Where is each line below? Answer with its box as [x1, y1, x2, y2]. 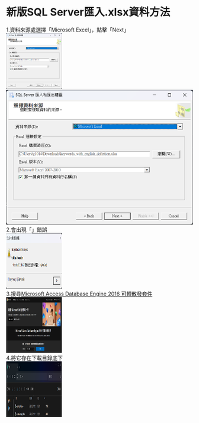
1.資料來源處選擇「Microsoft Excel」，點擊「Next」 [6, 26, 129, 33]
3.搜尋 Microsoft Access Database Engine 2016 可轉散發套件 [6, 290, 153, 297]
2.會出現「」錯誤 [6, 226, 47, 233]
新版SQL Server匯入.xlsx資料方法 [6, 5, 171, 19]
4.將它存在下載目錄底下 [6, 354, 63, 362]
